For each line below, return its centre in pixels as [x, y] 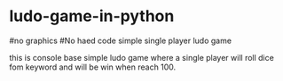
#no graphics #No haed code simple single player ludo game [121, 40]
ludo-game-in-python [92, 16]
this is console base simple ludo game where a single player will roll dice [142, 57]
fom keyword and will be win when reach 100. [93, 67]
